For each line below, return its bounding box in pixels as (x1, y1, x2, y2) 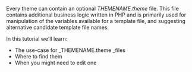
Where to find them (14, 53, 62, 60)
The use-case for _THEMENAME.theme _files (14, 47, 126, 54)
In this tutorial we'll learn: (6, 35, 68, 42)
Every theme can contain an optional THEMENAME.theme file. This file (6, 5, 180, 12)
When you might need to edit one (14, 59, 97, 66)
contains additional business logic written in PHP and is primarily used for (6, 11, 187, 18)
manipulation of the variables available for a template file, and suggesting (6, 18, 186, 24)
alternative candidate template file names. (6, 24, 109, 31)
